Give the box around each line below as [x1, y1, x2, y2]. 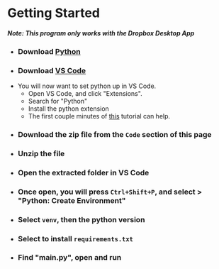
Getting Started [7, 5, 101, 21]
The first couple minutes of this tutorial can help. [28, 112, 171, 120]
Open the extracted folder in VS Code [17, 168, 150, 177]
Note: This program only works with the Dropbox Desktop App [7, 28, 195, 37]
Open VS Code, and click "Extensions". [28, 89, 143, 97]
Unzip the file [17, 148, 65, 158]
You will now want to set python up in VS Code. [17, 82, 157, 90]
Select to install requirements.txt [17, 234, 133, 243]
